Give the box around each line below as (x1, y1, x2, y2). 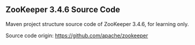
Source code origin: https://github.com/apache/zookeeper (5, 32, 149, 39)
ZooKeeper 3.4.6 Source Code (5, 5, 120, 15)
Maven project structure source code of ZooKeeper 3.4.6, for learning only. (5, 20, 189, 27)
